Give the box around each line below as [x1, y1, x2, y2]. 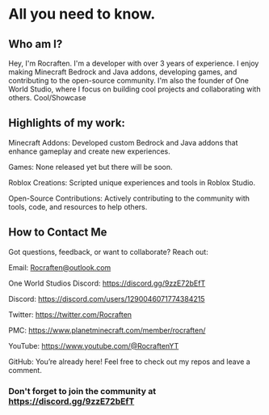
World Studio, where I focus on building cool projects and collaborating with [8, 84, 261, 94]
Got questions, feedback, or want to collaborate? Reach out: [8, 247, 208, 256]
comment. [8, 365, 42, 375]
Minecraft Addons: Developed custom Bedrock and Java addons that [8, 138, 238, 147]
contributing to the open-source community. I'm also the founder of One [8, 76, 249, 85]
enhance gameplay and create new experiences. [8, 146, 171, 156]
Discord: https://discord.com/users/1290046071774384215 [8, 294, 205, 303]
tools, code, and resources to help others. [8, 201, 148, 211]
